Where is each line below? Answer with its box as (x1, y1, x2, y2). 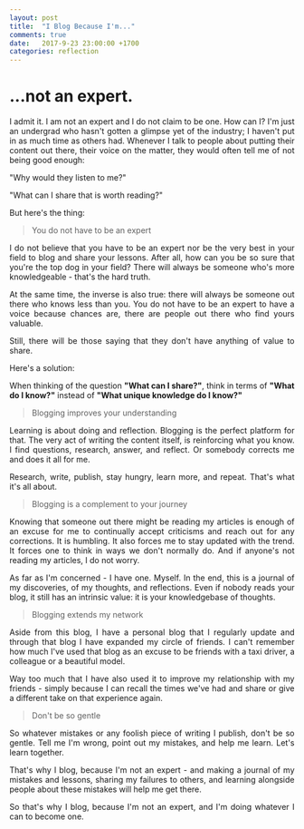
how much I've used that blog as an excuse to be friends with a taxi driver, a (9, 646, 295, 658)
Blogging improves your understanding (31, 407, 177, 418)
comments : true (9, 30, 67, 39)
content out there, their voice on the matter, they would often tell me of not (9, 145, 295, 156)
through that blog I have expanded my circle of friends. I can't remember (9, 637, 295, 648)
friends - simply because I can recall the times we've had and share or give (9, 683, 295, 694)
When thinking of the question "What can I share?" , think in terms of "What (9, 380, 295, 391)
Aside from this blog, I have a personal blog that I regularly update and (9, 627, 295, 638)
